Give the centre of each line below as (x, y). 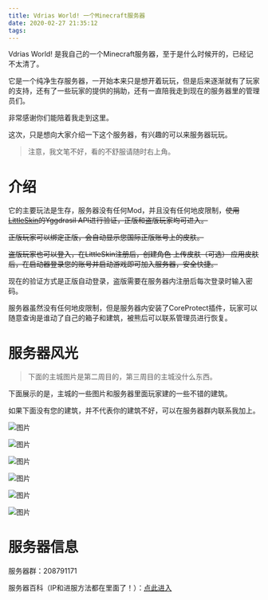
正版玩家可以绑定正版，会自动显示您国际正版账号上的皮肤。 (106, 237)
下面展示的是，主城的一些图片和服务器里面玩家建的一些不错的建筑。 (120, 394)
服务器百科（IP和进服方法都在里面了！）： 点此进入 (90, 588)
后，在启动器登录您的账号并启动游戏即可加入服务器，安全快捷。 (113, 265)
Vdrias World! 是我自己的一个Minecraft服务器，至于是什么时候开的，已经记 (131, 54)
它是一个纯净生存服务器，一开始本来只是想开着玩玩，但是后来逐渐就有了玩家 (134, 81)
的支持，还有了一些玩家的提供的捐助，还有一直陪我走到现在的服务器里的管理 (134, 91)
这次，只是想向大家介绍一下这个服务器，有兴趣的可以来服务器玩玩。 (120, 135)
